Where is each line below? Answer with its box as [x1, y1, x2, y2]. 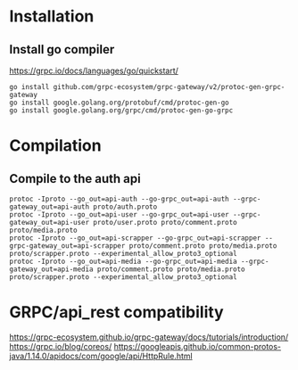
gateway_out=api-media [9, 265, 94, 274]
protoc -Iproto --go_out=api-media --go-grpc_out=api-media [9, 257, 238, 266]
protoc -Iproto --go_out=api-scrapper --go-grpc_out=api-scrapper [9, 234, 261, 243]
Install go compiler [9, 42, 115, 57]
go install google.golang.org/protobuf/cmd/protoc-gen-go [9, 98, 229, 107]
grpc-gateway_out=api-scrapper [9, 242, 126, 251]
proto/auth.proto [93, 202, 158, 211]
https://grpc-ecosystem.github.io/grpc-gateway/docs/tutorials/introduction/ [9, 332, 289, 342]
